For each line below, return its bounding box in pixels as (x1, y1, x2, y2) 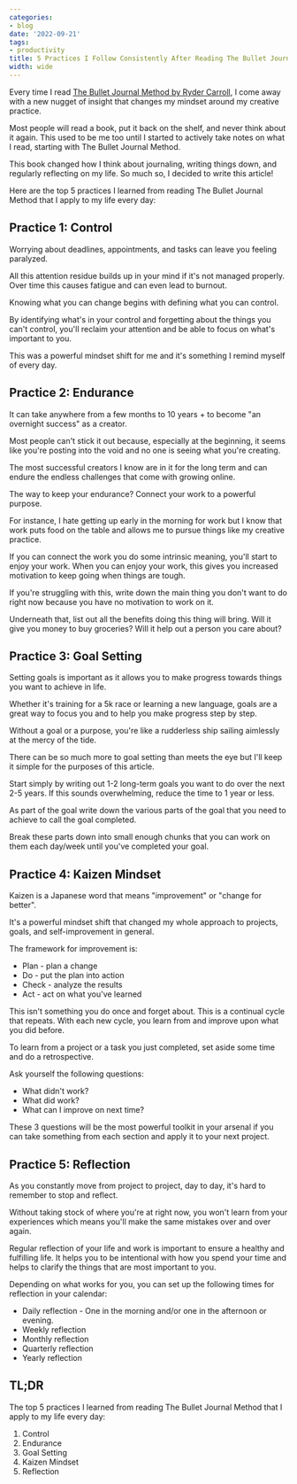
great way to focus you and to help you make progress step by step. (9, 708, 258, 719)
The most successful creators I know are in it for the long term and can (9, 462, 268, 472)
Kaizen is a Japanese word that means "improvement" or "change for (9, 890, 263, 901)
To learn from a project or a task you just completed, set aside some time (9, 1042, 276, 1053)
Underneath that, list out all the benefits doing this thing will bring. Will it (9, 613, 271, 625)
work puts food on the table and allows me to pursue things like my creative (9, 524, 286, 535)
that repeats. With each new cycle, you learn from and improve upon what (9, 1015, 279, 1026)
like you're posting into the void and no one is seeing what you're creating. (9, 445, 281, 455)
